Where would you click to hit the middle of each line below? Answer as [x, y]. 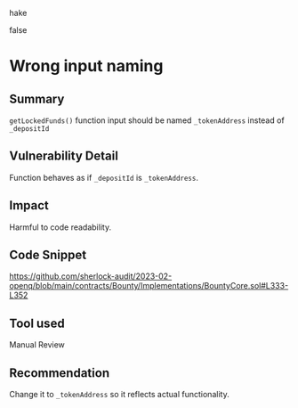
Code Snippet [48, 255]
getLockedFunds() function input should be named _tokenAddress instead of [147, 120]
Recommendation [59, 373]
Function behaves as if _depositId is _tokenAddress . [104, 177]
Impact [29, 205]
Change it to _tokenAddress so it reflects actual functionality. [119, 395]
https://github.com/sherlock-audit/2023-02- [91, 276]
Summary [37, 98]
